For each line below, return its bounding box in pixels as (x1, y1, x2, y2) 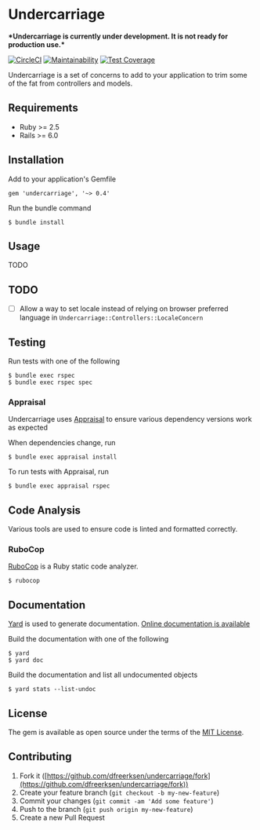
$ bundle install (8, 218, 65, 226)
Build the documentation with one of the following (8, 634, 169, 644)
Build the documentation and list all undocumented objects (8, 670, 198, 680)
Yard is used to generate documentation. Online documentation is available (8, 619, 251, 629)
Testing (8, 335, 46, 349)
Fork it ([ (19, 771, 48, 781)
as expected (8, 422, 49, 433)
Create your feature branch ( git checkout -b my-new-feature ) (19, 788, 220, 797)
